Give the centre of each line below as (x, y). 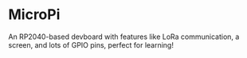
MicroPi (34, 15)
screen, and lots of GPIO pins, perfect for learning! (91, 44)
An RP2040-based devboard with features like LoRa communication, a (124, 37)
